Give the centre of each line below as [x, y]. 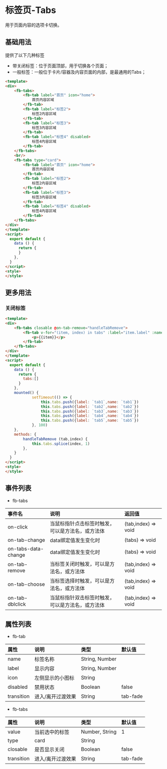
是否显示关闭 [49, 750]
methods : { [25, 434]
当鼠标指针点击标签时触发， [83, 523]
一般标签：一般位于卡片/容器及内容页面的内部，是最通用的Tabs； [79, 72]
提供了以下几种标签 [25, 55]
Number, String [99, 732]
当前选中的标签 [52, 732]
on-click [18, 527]
